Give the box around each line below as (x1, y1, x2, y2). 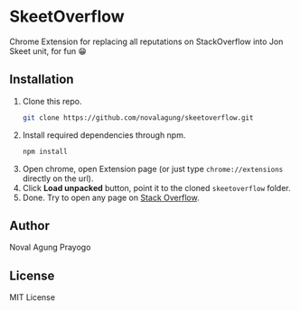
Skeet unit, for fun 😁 (9, 45, 88, 56)
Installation (9, 72, 74, 87)
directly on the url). (22, 173, 94, 184)
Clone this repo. (22, 96, 82, 106)
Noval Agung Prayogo (9, 242, 91, 253)
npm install (22, 147, 68, 156)
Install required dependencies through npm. (22, 129, 186, 141)
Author (9, 218, 50, 233)
